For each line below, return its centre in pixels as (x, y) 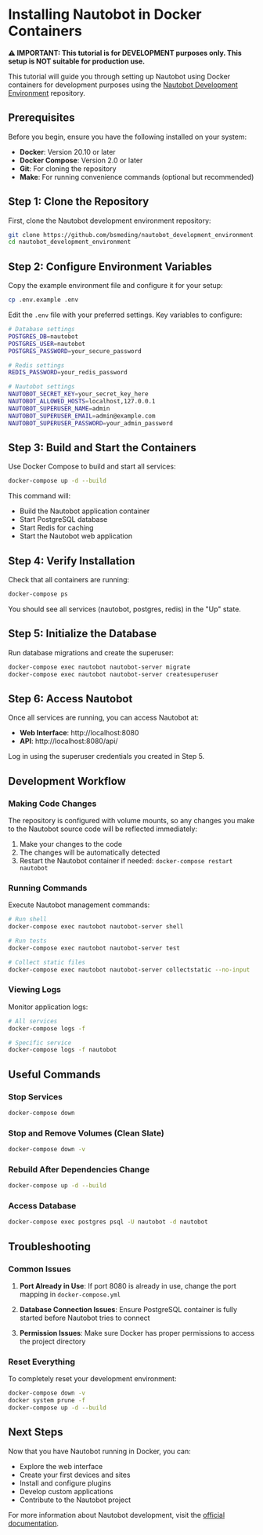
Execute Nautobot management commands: (79, 905)
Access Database (42, 1206)
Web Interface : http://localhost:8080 (79, 733)
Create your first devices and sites (75, 1475)
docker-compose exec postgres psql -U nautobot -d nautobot (108, 1222)
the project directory (52, 1342)
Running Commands (48, 888)
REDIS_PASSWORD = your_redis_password (68, 373)
